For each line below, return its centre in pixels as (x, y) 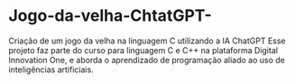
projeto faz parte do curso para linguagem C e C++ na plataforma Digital (143, 50)
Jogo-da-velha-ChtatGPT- (111, 16)
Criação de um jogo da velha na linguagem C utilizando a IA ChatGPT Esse (147, 41)
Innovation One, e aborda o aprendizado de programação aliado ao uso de (147, 60)
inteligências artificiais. (51, 70)
